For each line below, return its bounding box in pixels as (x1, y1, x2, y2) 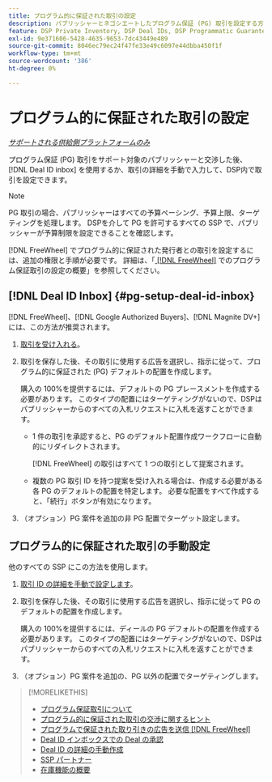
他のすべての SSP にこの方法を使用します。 (8, 562, 152, 572)
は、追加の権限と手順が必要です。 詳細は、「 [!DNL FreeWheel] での (8, 255, 233, 265)
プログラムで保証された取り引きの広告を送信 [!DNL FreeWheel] (40, 725, 251, 734)
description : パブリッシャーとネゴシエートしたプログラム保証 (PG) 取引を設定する (8, 19, 258, 28)
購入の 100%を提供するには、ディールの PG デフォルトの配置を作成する (19, 624, 261, 634)
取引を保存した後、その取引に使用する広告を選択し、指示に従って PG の (19, 597, 261, 606)
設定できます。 (22, 175, 72, 185)
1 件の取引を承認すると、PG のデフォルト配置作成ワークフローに (32, 431, 248, 441)
